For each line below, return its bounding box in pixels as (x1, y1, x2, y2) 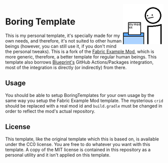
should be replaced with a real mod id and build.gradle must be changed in (5, 102, 162, 108)
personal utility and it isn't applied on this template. (5, 151, 111, 158)
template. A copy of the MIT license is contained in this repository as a (5, 146, 151, 152)
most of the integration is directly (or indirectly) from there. (5, 64, 127, 70)
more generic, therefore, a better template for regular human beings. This (5, 53, 157, 59)
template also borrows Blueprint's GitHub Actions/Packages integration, (5, 59, 154, 65)
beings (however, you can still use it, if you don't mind (5, 43, 117, 49)
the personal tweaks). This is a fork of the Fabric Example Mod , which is (5, 48, 154, 54)
